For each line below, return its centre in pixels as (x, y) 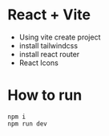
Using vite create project (60, 37)
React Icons (39, 63)
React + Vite (49, 15)
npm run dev (27, 124)
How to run (45, 95)
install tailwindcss (48, 45)
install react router (49, 54)
